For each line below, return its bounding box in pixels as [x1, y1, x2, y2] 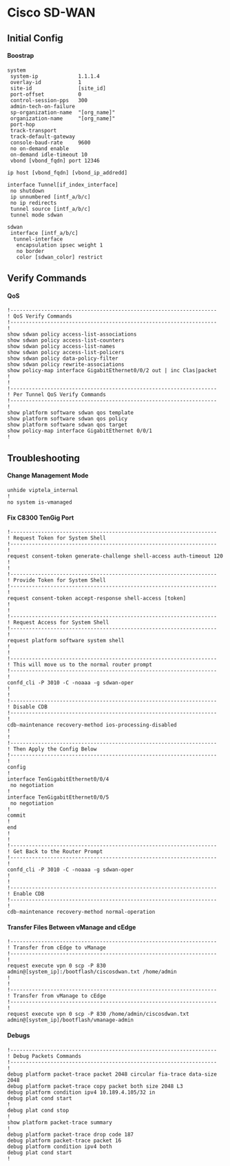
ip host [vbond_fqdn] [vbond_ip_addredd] [7, 169, 128, 176]
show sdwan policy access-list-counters [7, 337, 125, 344]
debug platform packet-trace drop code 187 [7, 1131, 134, 1138]
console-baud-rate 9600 [10, 139, 91, 146]
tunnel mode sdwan [10, 212, 63, 218]
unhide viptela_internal [7, 487, 79, 493]
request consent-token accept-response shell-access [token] [7, 595, 187, 602]
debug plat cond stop [7, 1107, 70, 1114]
